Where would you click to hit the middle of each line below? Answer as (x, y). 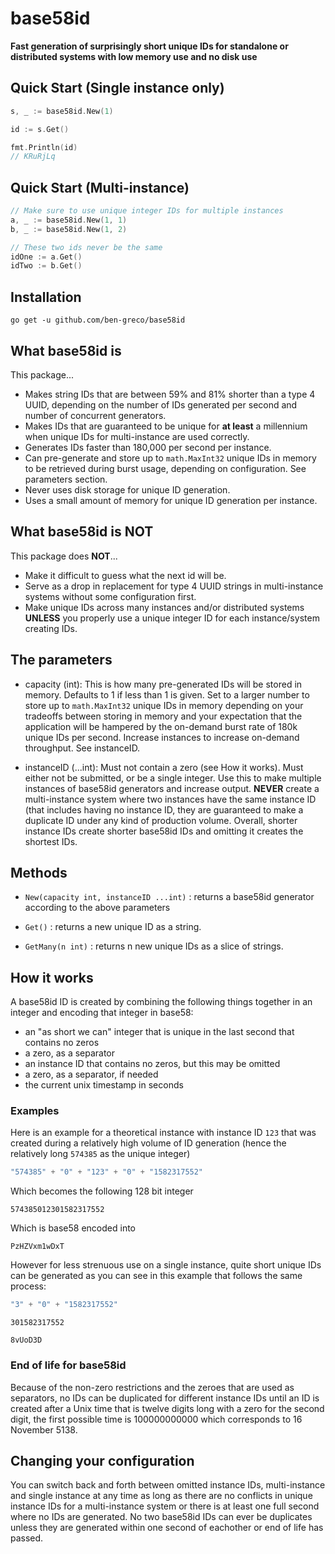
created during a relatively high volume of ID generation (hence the (148, 1143)
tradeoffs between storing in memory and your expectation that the (163, 716)
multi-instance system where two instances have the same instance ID (170, 799)
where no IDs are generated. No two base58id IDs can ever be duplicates (161, 1517)
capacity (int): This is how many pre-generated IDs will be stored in (163, 684)
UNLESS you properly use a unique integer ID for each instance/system (172, 618)
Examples (35, 1111)
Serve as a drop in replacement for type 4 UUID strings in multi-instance (174, 586)
